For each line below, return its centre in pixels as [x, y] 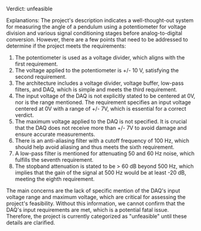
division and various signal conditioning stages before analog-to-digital [94, 33]
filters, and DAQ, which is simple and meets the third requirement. [96, 89]
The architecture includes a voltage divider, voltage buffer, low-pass [99, 83]
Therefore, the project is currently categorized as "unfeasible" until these [97, 216]
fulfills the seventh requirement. [54, 160]
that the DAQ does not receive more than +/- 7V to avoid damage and [101, 128]
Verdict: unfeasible [29, 9]
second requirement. [41, 77]
